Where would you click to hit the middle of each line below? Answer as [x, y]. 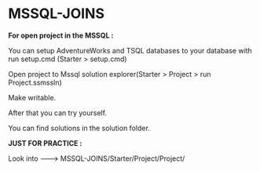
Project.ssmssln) [35, 82]
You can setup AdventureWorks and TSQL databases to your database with [130, 50]
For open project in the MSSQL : [61, 35]
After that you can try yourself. [58, 113]
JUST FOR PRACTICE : [45, 143]
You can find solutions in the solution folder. [79, 128]
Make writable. [32, 97]
